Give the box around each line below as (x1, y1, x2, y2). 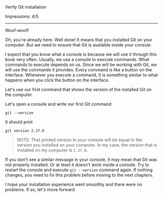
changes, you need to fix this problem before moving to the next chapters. (5, 172, 154, 178)
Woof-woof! (5, 28, 29, 33)
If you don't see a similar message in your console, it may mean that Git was (5, 157, 157, 162)
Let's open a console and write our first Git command (5, 101, 112, 107)
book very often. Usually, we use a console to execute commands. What (5, 57, 149, 62)
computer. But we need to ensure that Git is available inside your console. (5, 42, 152, 48)
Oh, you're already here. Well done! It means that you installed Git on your (5, 37, 153, 43)
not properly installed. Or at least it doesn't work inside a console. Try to (5, 162, 149, 167)
